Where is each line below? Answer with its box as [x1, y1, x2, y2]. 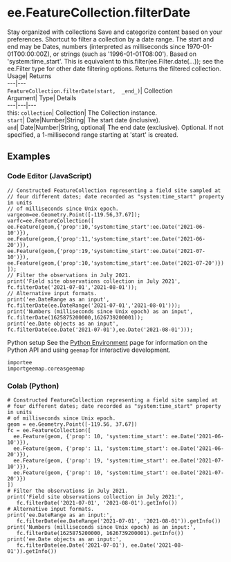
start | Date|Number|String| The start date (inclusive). [7, 115, 160, 124]
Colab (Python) [7, 381, 59, 391]
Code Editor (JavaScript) [7, 171, 92, 181]
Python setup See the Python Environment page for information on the [7, 338, 208, 346]
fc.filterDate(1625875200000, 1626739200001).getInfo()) [16, 530, 185, 536]
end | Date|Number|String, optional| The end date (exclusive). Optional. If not [7, 123, 223, 131]
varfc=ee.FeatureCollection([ [7, 217, 95, 224]
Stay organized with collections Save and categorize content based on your [7, 28, 223, 36]
